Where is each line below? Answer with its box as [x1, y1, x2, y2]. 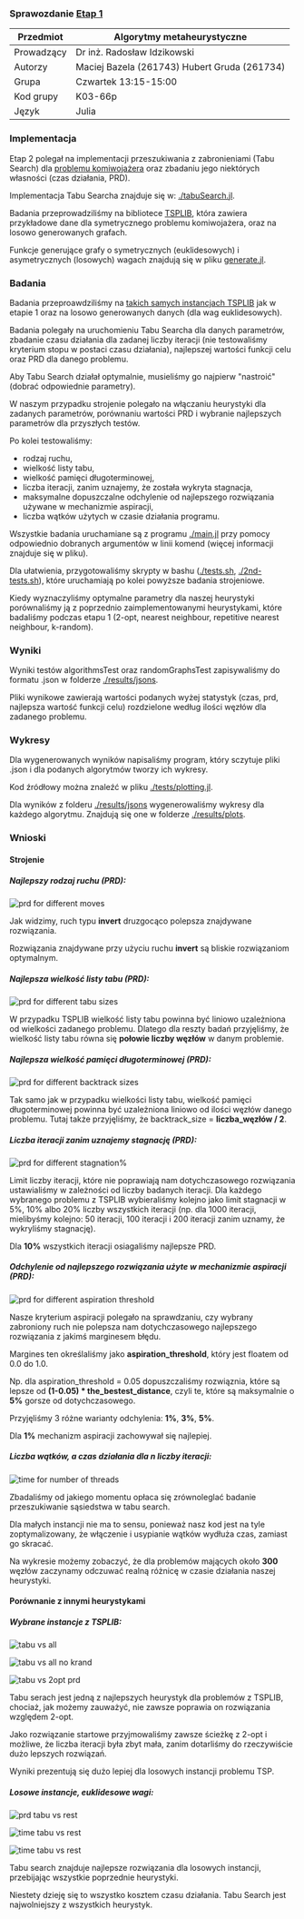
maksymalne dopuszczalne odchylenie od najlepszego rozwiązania [22, 491, 275, 502]
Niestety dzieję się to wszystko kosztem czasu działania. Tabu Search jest [9, 1890, 287, 1901]
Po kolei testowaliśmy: [9, 435, 93, 446]
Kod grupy [14, 90, 59, 103]
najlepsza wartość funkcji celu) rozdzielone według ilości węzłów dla [9, 702, 267, 713]
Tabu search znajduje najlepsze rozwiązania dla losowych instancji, [9, 1863, 261, 1874]
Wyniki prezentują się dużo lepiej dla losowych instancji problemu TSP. [9, 1766, 275, 1777]
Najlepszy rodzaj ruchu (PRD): [9, 875, 127, 885]
